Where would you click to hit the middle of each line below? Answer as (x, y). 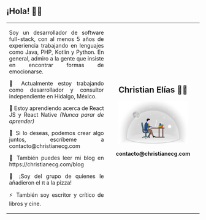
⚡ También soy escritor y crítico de (56, 195)
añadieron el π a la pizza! (40, 182)
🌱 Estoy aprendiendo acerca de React (56, 108)
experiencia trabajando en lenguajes (56, 45)
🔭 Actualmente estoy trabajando (56, 83)
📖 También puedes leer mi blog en (56, 158)
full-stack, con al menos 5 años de (56, 39)
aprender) (22, 121)
